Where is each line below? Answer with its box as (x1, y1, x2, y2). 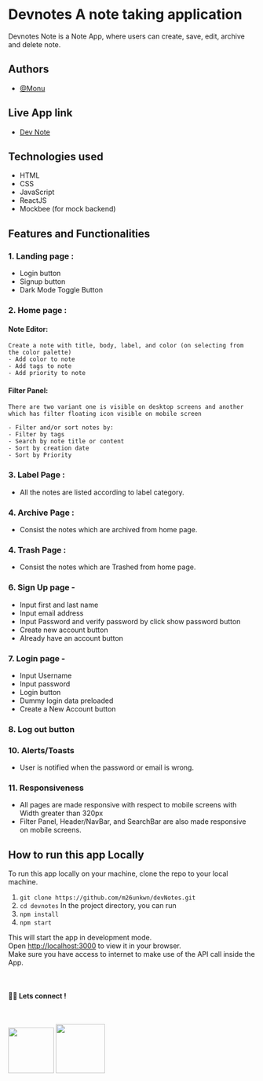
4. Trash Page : (8, 544, 67, 555)
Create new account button (19, 625, 108, 634)
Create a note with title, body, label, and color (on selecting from (8, 342, 244, 350)
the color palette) (8, 348, 72, 357)
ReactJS (19, 196, 47, 205)
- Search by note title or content (8, 438, 125, 446)
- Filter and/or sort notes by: (8, 424, 114, 432)
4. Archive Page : (8, 507, 75, 518)
